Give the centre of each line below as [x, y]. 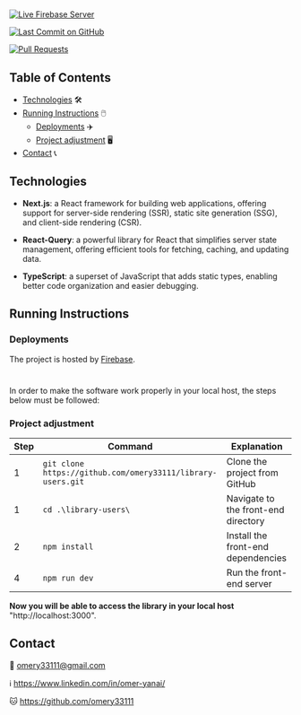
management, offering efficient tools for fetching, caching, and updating [155, 249]
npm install [68, 546]
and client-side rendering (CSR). [82, 222]
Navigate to [250, 498]
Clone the [247, 461]
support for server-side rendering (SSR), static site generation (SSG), [150, 213]
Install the [247, 536]
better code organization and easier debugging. [110, 285]
